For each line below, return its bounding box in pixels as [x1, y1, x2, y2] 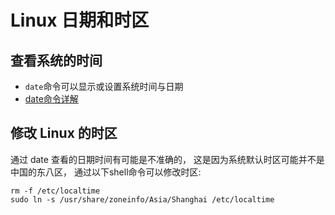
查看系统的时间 [10, 52, 103, 69]
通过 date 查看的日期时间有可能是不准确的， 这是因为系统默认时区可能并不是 [10, 153, 325, 165]
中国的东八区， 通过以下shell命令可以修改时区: [10, 166, 202, 178]
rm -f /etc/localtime [10, 186, 101, 196]
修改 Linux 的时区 [10, 125, 118, 142]
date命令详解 [24, 93, 79, 105]
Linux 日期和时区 [10, 9, 150, 32]
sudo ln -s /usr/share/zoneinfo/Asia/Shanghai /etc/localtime [10, 194, 275, 205]
